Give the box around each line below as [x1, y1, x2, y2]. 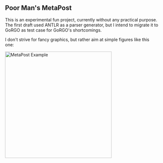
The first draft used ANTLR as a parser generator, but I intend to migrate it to [5, 22, 159, 28]
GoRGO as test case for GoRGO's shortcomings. [5, 27, 102, 33]
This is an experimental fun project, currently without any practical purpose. [5, 17, 157, 22]
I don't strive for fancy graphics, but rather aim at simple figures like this [5, 36, 149, 42]
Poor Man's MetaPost [5, 4, 72, 12]
